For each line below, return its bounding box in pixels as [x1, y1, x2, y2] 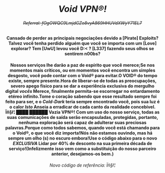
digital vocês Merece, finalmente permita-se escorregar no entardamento [5, 88, 160, 94]
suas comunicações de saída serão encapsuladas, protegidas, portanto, [6, 114, 159, 120]
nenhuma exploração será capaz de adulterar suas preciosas [18, 119, 147, 125]
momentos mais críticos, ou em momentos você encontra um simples [9, 67, 156, 73]
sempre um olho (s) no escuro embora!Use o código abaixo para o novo [7, 135, 158, 141]
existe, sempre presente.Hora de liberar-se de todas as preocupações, [8, 78, 157, 84]
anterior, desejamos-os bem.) [51, 151, 114, 157]
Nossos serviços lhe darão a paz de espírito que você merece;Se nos [10, 62, 155, 68]
